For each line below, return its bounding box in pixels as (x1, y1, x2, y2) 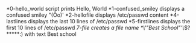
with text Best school (24, 30, 77, 38)
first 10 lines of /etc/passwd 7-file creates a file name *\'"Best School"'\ (6, 24, 185, 31)
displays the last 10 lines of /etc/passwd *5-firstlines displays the (28, 18, 191, 24)
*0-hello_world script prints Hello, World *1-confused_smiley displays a (6, 5, 185, 12)
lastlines (6, 18, 27, 24)
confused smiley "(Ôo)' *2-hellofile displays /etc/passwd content (6, 11, 169, 19)
